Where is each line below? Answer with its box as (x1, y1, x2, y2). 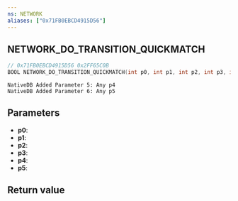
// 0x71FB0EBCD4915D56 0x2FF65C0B (7, 62, 110, 70)
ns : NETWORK (7, 10, 42, 18)
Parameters (7, 107, 60, 119)
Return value (7, 184, 65, 196)
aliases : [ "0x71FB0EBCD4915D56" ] (7, 17, 106, 24)
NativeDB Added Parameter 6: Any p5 (7, 88, 115, 95)
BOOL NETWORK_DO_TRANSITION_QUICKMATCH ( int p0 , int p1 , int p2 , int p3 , (7, 69, 227, 76)
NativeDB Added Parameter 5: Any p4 (7, 82, 115, 89)
